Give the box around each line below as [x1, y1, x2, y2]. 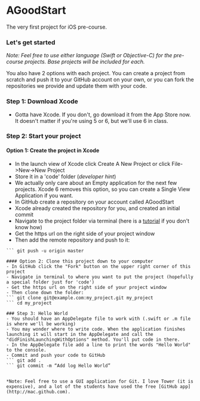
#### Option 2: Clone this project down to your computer [6, 258, 153, 264]
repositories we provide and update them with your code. [6, 82, 147, 90]
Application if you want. [14, 192, 73, 199]
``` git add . [6, 357, 42, 363]
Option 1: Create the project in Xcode [6, 147, 100, 154]
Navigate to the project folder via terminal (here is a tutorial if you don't [14, 217, 190, 224]
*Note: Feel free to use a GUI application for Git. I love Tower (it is [6, 378, 194, 384]
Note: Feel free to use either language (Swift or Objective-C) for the [6, 52, 173, 59]
